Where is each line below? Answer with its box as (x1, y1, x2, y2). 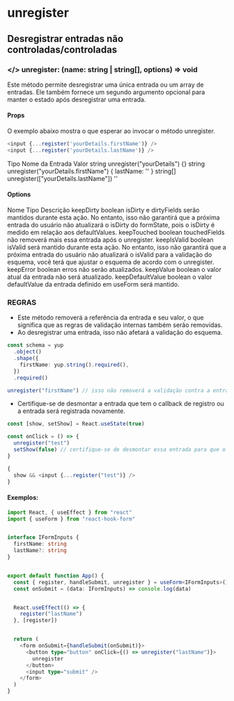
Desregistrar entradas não (7, 33, 124, 45)
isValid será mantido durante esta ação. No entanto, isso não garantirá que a (7, 243, 226, 252)
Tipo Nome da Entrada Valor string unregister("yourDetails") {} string (7, 159, 205, 168)
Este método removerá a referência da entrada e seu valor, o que (17, 313, 204, 322)
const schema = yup (7, 342, 64, 349)
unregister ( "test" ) (13, 440, 70, 447)
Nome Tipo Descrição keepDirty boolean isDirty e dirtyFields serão (7, 206, 200, 215)
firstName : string (13, 540, 68, 548)
